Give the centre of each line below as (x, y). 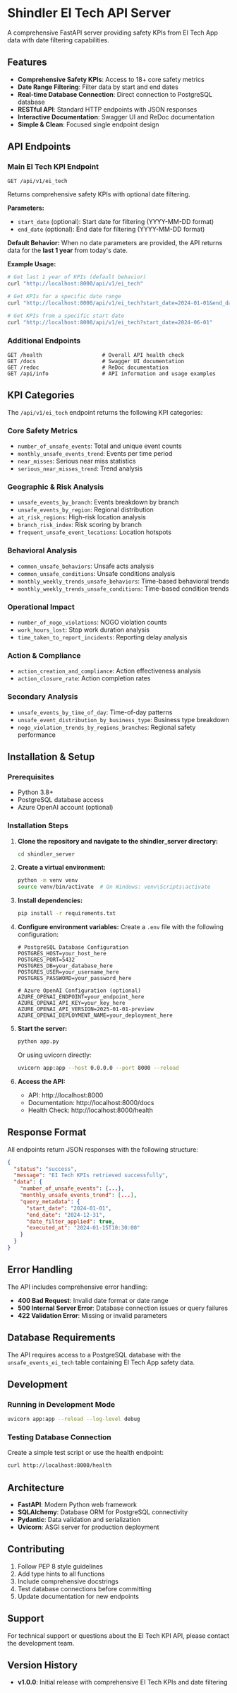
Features (27, 63)
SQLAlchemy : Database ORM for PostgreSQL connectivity (103, 1512)
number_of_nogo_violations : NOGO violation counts (92, 622)
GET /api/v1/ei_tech (38, 182)
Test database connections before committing (84, 1588)
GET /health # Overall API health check (96, 355)
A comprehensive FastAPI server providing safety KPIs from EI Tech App (113, 33)
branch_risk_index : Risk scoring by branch (80, 525)
